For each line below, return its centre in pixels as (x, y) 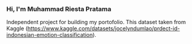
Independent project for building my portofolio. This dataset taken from (96, 22)
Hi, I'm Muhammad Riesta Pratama (59, 9)
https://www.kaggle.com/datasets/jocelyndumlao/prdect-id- (104, 28)
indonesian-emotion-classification (50, 35)
